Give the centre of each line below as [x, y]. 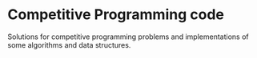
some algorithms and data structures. [69, 44]
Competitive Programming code [116, 15]
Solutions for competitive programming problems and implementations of [128, 37]
